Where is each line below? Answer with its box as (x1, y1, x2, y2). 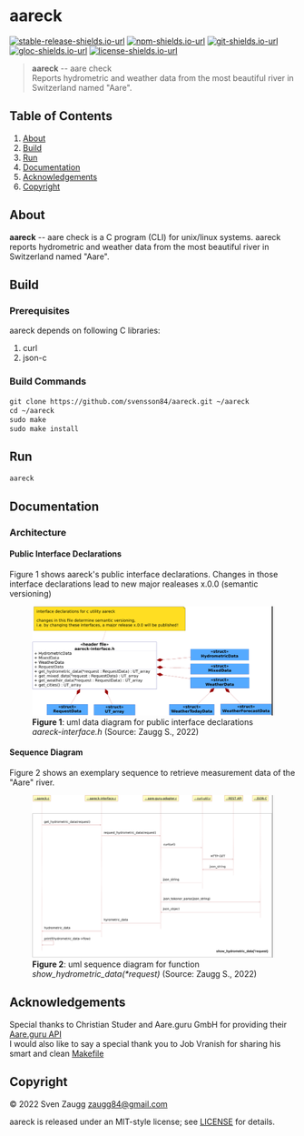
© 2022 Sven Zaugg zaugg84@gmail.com (9, 1098, 168, 1110)
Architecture (9, 526, 67, 538)
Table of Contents (9, 108, 113, 124)
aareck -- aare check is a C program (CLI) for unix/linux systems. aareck (9, 231, 281, 242)
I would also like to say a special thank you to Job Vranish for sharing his (9, 1038, 281, 1049)
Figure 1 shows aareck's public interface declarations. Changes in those (9, 568, 279, 579)
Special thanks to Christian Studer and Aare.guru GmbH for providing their (9, 1019, 288, 1030)
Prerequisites (9, 304, 70, 317)
